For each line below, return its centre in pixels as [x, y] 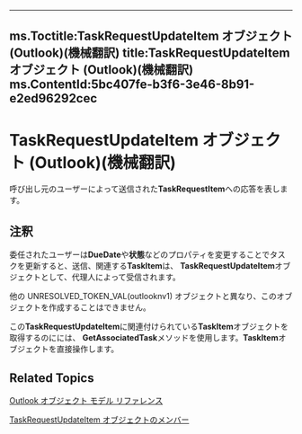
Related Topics [52, 378]
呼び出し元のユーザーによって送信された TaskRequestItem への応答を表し [145, 189]
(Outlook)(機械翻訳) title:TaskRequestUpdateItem [150, 53]
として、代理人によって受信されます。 [111, 277]
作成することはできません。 [99, 307]
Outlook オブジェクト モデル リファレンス [86, 400]
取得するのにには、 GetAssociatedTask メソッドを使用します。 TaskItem [144, 338]
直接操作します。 [88, 349]
